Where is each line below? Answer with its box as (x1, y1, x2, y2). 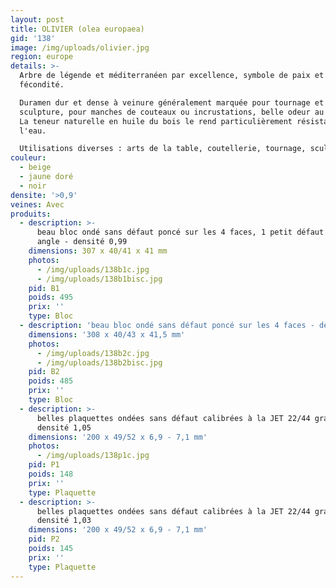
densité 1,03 (36, 516, 92, 526)
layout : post (10, 14, 65, 25)
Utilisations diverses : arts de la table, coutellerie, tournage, (19, 144, 307, 154)
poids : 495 (28, 292, 74, 303)
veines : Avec (10, 199, 65, 210)
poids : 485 (28, 376, 74, 386)
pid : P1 (28, 460, 60, 470)
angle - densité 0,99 (36, 237, 128, 247)
